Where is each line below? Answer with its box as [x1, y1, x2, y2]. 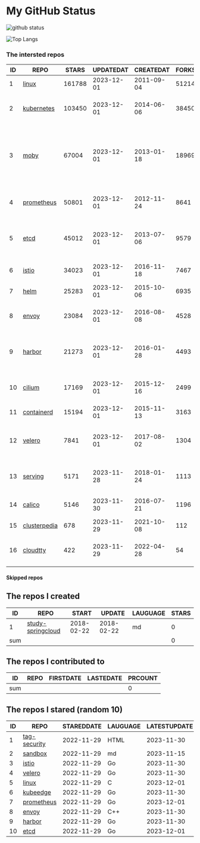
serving [23, 472, 44, 481]
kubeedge [23, 788, 52, 796]
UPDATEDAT [92, 66, 129, 74]
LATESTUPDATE [146, 722, 193, 731]
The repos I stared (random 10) [6, 704, 123, 715]
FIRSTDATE [48, 674, 82, 682]
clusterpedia [23, 521, 58, 530]
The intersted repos [6, 50, 65, 59]
